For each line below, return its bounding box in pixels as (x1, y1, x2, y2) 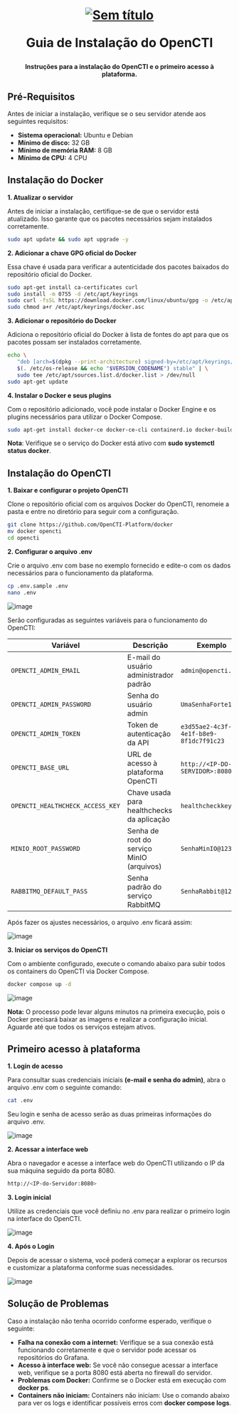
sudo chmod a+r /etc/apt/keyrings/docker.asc (7, 303, 144, 311)
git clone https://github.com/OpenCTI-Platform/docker (7, 521, 174, 528)
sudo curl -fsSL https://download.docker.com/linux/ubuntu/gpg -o (7, 297, 208, 304)
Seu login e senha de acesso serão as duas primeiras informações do (7, 1110, 212, 1119)
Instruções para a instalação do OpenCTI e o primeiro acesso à (24, 63, 215, 71)
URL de (127, 749, 152, 759)
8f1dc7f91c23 (180, 737, 225, 745)
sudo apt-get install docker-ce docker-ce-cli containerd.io (7, 426, 193, 434)
